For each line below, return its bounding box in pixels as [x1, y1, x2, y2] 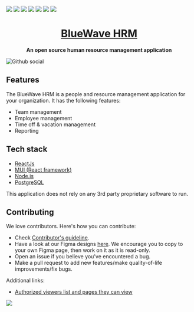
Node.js [14, 172, 34, 179]
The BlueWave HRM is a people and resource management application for [6, 90, 186, 97]
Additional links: [6, 277, 45, 284]
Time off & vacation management [14, 121, 96, 128]
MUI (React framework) [14, 166, 72, 173]
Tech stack [6, 144, 48, 155]
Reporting [14, 127, 40, 134]
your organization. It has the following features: [6, 97, 121, 104]
